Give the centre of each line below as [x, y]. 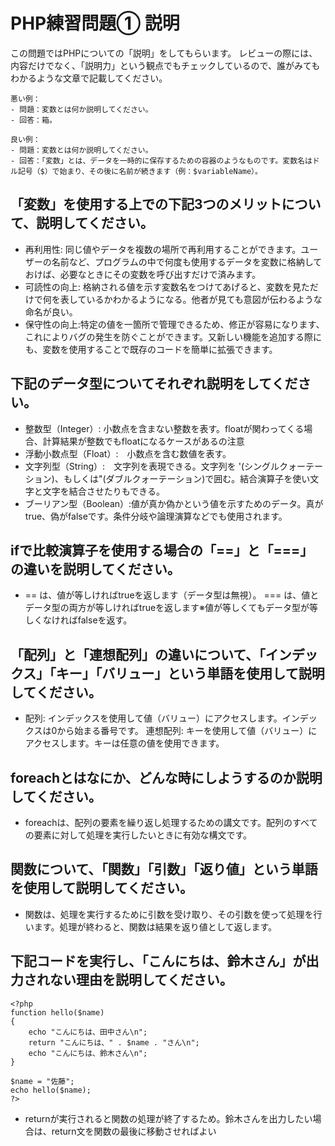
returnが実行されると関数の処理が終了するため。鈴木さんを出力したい [168, 1118]
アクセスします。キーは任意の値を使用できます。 [124, 743]
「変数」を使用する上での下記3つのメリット [146, 204]
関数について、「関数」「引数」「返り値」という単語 [164, 869]
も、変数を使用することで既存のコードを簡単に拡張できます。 [151, 349]
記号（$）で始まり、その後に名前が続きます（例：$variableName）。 [140, 171]
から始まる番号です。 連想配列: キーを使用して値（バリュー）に [187, 731]
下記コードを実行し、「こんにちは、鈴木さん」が [158, 961]
